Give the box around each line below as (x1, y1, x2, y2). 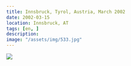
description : (6, 31, 39, 37)
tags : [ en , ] (6, 25, 39, 32)
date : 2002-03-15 (6, 14, 50, 20)
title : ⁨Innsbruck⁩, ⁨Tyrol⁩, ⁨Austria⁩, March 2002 (6, 8, 126, 15)
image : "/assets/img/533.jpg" (6, 37, 83, 43)
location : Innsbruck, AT (6, 20, 69, 26)
